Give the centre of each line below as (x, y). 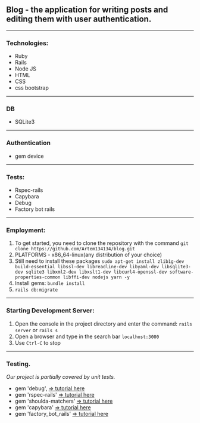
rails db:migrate (36, 290)
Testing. (18, 364)
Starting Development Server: (50, 311)
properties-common (37, 277)
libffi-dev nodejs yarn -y (96, 277)
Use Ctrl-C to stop (38, 342)
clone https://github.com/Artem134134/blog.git (75, 249)
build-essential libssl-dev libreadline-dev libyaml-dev (87, 267)
